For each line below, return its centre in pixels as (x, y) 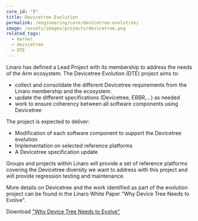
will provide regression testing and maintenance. (66, 176)
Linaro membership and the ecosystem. (63, 91)
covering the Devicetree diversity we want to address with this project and (97, 169)
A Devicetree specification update (56, 152)
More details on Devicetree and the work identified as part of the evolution (97, 187)
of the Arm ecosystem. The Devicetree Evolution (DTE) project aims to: (93, 73)
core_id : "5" (22, 12)
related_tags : (24, 34)
